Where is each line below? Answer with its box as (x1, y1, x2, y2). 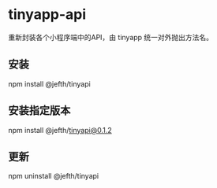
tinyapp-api (8, 6, 87, 24)
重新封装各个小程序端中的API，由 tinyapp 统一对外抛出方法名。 (8, 32, 214, 42)
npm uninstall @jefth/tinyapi (8, 171, 99, 181)
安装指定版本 (8, 104, 71, 117)
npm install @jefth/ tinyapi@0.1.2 (8, 125, 112, 135)
